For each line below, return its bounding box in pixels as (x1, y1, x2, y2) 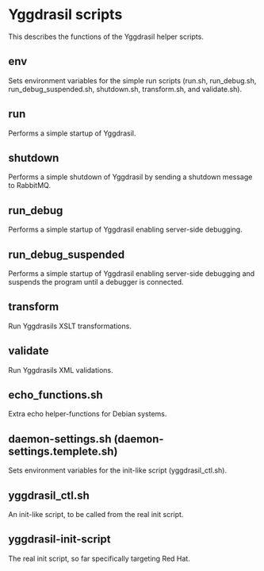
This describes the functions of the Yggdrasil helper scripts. (8, 32, 204, 41)
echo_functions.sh (8, 389, 103, 402)
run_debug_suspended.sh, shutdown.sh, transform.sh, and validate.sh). (8, 84, 243, 94)
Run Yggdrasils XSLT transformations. (8, 321, 132, 331)
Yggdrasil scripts (8, 6, 123, 24)
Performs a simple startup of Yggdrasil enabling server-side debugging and (8, 269, 255, 278)
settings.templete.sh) (8, 444, 118, 458)
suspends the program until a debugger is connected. (8, 278, 184, 286)
